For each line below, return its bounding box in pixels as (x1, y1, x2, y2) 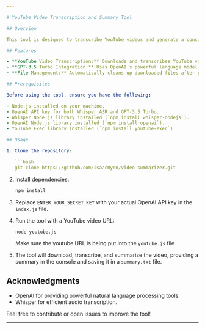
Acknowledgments (6, 276, 81, 286)
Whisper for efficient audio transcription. (15, 298, 118, 306)
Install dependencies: (15, 176, 70, 183)
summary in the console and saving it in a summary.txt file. (15, 258, 162, 265)
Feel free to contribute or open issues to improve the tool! (6, 310, 151, 318)
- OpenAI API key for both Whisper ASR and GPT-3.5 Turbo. (6, 108, 160, 115)
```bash (14, 158, 34, 165)
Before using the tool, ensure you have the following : (6, 92, 151, 98)
